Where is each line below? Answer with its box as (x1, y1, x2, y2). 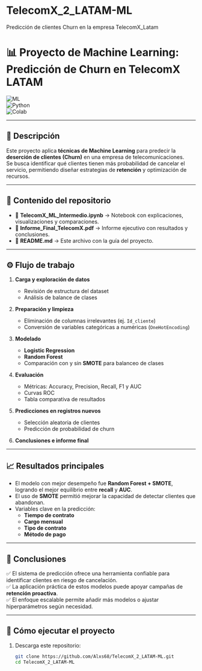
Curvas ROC (23, 389, 55, 396)
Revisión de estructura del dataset (23, 288, 109, 295)
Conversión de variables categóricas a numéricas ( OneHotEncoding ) (23, 324, 191, 331)
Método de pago (23, 531, 66, 538)
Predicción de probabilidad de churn (23, 425, 115, 433)
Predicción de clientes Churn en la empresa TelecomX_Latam (6, 23, 159, 31)
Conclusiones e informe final (14, 437, 89, 445)
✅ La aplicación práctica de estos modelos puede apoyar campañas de (6, 583, 183, 590)
